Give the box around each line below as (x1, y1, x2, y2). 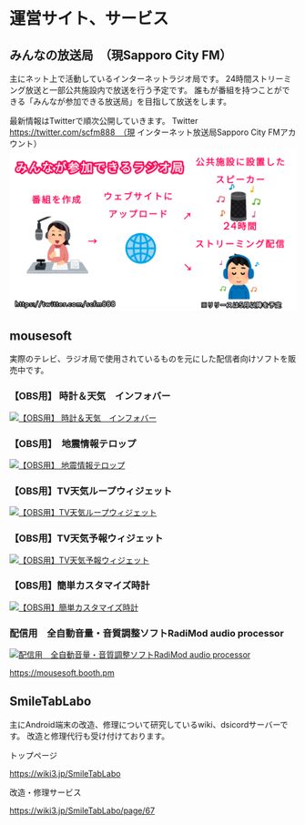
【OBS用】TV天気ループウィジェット (9, 484, 173, 497)
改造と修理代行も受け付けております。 (26, 730, 170, 741)
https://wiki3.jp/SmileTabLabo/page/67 (9, 805, 156, 816)
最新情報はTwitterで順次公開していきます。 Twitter (9, 116, 198, 126)
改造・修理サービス (9, 787, 82, 798)
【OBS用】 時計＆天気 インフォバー (9, 390, 171, 402)
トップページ (9, 749, 57, 760)
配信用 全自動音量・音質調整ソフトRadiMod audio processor (9, 626, 284, 639)
